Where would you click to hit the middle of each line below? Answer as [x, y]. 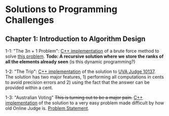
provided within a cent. [29, 88]
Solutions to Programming [61, 9]
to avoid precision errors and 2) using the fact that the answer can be [78, 82]
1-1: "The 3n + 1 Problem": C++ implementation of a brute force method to [82, 51]
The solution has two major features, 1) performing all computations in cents [85, 77]
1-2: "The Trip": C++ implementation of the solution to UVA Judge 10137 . [80, 71]
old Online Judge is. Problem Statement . [47, 108]
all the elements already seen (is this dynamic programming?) [70, 62]
